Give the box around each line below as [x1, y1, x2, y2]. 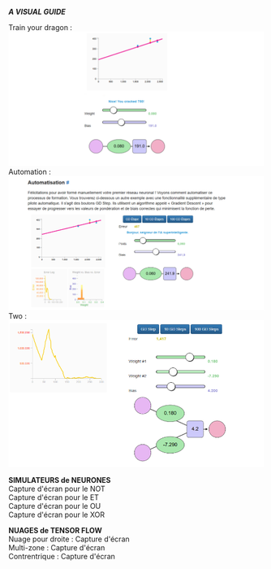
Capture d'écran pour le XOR [8, 510, 105, 519]
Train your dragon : [8, 23, 73, 32]
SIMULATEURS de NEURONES [8, 475, 111, 484]
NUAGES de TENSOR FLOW [8, 525, 103, 535]
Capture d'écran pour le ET [8, 492, 100, 502]
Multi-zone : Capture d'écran [8, 542, 105, 552]
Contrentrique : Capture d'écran [8, 551, 116, 561]
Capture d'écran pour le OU [8, 501, 101, 510]
